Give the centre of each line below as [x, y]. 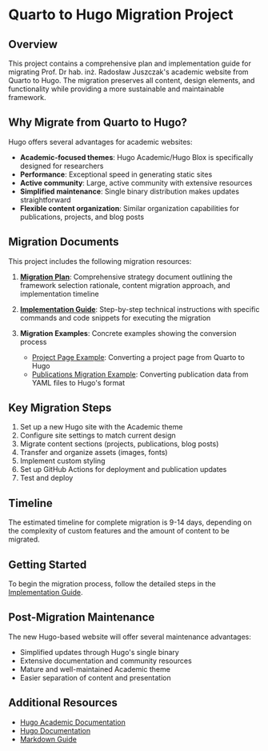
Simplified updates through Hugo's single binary [100, 652]
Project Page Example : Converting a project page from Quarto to [138, 357]
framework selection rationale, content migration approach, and [125, 285]
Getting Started [48, 564]
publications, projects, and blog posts [82, 217]
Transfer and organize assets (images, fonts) [94, 453]
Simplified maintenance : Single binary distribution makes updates [130, 191]
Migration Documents [64, 242]
